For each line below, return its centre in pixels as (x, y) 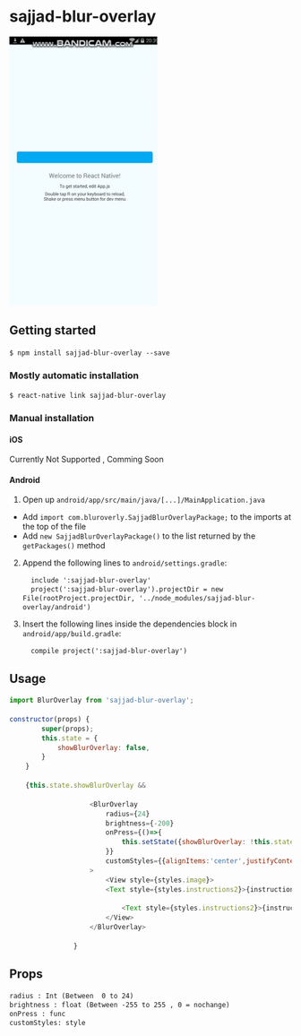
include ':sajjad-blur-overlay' (91, 581)
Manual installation (52, 418)
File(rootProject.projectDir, (79, 599)
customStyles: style (48, 1023)
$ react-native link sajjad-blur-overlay (88, 396)
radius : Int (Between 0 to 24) (72, 996)
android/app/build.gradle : (72, 634)
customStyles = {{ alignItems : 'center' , (176, 861)
